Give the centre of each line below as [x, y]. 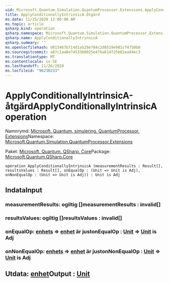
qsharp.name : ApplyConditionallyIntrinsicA [52, 38]
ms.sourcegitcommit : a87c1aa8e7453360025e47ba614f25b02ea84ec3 [73, 52]
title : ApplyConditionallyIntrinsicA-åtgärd [53, 15]
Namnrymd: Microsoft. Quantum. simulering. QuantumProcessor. [72, 131]
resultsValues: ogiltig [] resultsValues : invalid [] [64, 218]
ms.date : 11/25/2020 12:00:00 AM [40, 19]
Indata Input [24, 190]
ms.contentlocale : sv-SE [31, 61]
